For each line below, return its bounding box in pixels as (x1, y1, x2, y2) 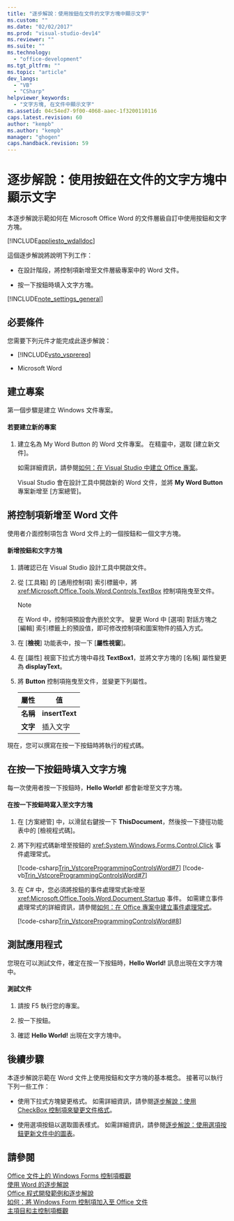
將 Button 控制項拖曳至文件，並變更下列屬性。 (17, 677, 151, 685)
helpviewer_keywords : (7, 95, 70, 102)
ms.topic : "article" (7, 68, 68, 75)
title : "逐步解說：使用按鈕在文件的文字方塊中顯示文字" (7, 10, 150, 17)
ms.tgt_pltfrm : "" (7, 62, 61, 69)
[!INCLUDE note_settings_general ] (7, 294, 103, 304)
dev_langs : (7, 75, 39, 82)
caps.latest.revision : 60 (7, 114, 82, 121)
